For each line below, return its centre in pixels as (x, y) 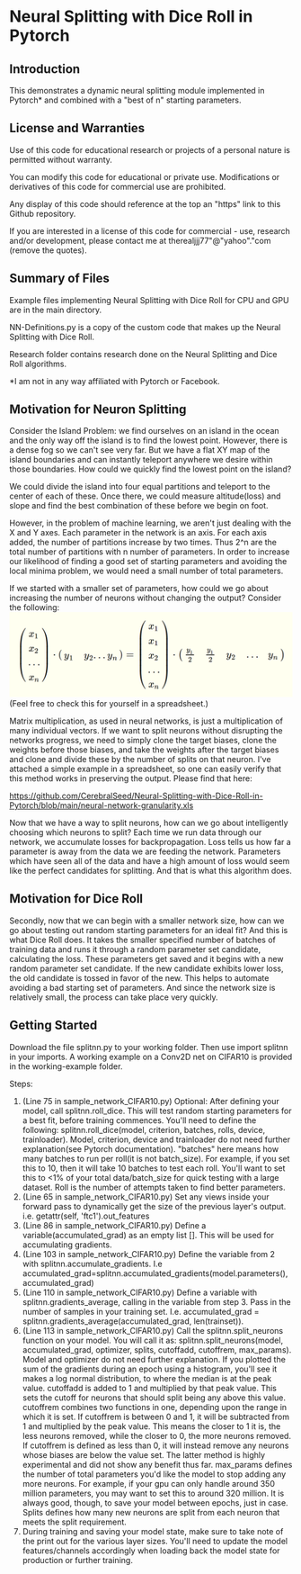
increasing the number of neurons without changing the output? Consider (145, 598)
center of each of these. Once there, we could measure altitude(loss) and (145, 496)
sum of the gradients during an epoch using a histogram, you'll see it (150, 1369)
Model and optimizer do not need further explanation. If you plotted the (154, 1359)
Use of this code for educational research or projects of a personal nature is (150, 149)
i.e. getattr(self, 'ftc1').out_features (86, 1216)
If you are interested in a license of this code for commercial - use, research (150, 230)
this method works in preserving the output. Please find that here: (131, 778)
